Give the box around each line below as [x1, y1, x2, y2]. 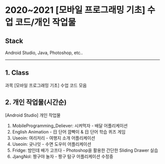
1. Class [5, 68, 29, 77]
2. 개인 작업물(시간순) [5, 98, 67, 106]
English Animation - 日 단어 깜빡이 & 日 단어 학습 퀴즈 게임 [12, 129, 126, 134]
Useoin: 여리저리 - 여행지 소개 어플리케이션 [12, 135, 96, 141]
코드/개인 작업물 [15, 17, 76, 28]
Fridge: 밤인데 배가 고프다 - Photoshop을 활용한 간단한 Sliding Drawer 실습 [12, 147, 159, 153]
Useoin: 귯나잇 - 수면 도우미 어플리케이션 [12, 141, 92, 147]
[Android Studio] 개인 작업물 [5, 112, 61, 118]
